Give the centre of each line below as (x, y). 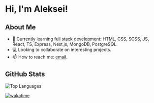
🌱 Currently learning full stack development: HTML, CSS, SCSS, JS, (80, 39)
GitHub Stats (25, 74)
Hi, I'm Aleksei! (36, 9)
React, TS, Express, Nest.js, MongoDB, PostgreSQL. (65, 44)
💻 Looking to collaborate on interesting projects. (62, 50)
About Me (20, 27)
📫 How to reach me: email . (40, 57)
